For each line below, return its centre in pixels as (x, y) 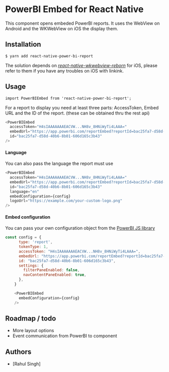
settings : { (31, 266)
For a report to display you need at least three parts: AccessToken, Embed (82, 107)
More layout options (33, 331)
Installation (23, 45)
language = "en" (24, 192)
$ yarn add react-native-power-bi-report (49, 56)
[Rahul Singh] (27, 364)
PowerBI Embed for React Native (74, 9)
